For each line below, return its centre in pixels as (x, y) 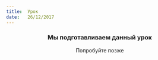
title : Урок (22, 11)
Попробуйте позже (100, 50)
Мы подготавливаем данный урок (100, 38)
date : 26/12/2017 (30, 17)
